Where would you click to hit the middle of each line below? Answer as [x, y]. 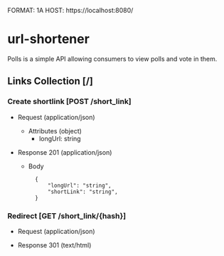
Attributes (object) [55, 130]
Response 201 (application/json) [65, 152]
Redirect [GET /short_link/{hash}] [67, 215]
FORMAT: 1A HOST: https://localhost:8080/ [70, 10]
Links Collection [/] [50, 81]
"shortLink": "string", [83, 192]
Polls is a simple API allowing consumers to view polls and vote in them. [112, 58]
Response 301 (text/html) [54, 245]
